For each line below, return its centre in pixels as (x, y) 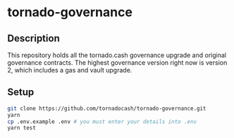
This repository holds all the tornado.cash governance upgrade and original (117, 55)
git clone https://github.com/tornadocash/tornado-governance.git (107, 108)
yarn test (22, 128)
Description (33, 38)
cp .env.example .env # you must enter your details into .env (102, 121)
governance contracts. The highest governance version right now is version (117, 63)
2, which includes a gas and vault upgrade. (70, 70)
